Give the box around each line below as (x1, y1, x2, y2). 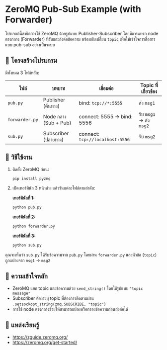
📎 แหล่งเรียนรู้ (5, 321, 39, 329)
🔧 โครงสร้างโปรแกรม (5, 56, 57, 65)
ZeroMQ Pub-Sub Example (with (5, 3, 142, 15)
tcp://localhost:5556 (79, 137, 130, 142)
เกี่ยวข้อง (141, 88, 158, 95)
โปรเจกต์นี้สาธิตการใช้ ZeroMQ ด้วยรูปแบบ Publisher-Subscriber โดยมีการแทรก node (5, 30, 159, 36)
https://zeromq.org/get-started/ (12, 339, 78, 345)
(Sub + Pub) (43, 119, 72, 126)
